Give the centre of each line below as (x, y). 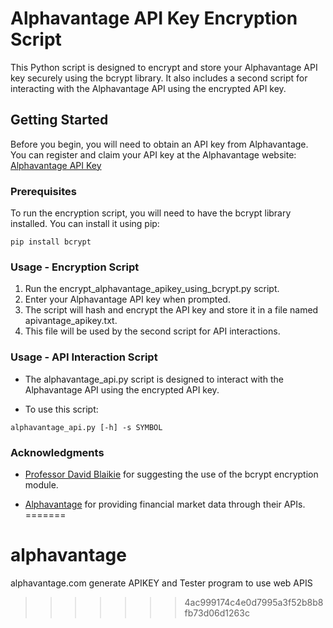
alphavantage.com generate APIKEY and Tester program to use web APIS (161, 583)
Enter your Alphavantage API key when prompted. (127, 299)
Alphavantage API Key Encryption (154, 18)
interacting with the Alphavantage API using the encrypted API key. (148, 88)
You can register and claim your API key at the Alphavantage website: (153, 154)
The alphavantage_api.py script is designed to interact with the (154, 379)
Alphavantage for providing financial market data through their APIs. (165, 504)
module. (41, 484)
